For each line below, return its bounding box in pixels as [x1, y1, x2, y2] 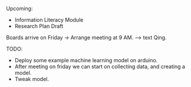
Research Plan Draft [14, 23, 64, 29]
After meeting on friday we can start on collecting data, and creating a [14, 63, 186, 70]
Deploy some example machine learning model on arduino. [14, 57, 158, 63]
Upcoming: [6, 5, 33, 12]
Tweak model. [14, 76, 49, 82]
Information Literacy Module [14, 16, 84, 23]
